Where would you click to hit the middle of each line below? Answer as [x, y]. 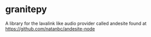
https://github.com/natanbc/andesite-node [50, 28]
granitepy [26, 9]
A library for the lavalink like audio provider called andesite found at [76, 23]
